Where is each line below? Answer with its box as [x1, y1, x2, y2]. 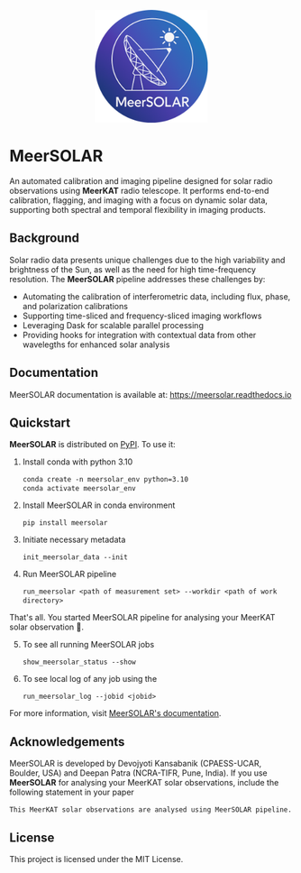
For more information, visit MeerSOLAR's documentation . [9, 708, 222, 719]
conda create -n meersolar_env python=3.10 [22, 475, 189, 484]
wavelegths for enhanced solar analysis [22, 339, 170, 350]
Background [9, 231, 79, 246]
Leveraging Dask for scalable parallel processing [22, 319, 205, 330]
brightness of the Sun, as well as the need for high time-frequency [9, 263, 257, 275]
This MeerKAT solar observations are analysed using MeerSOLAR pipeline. [9, 805, 293, 814]
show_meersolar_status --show [22, 657, 137, 667]
